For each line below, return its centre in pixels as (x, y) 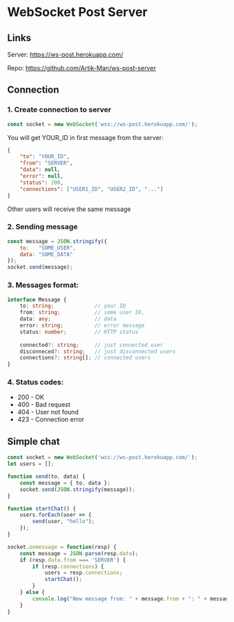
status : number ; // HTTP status (79, 332)
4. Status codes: (36, 382)
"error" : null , (42, 176)
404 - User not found (48, 412)
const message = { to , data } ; (65, 483)
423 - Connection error (51, 419)
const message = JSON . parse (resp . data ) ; (79, 553)
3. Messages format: (43, 285)
